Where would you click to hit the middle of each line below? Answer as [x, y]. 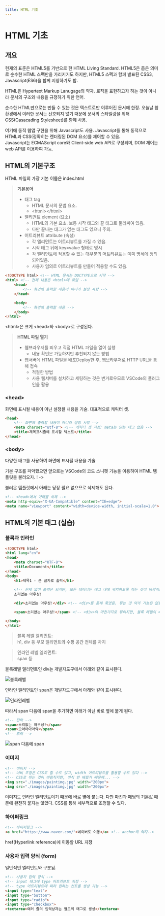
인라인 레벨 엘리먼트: [37, 652]
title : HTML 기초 [22, 10]
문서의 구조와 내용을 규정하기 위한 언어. [47, 97]
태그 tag [32, 200]
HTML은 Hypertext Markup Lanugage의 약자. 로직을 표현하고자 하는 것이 [76, 91]
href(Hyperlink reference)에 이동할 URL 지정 [49, 842]
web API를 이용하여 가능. [29, 149]
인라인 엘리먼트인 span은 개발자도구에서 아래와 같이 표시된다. [64, 690]
